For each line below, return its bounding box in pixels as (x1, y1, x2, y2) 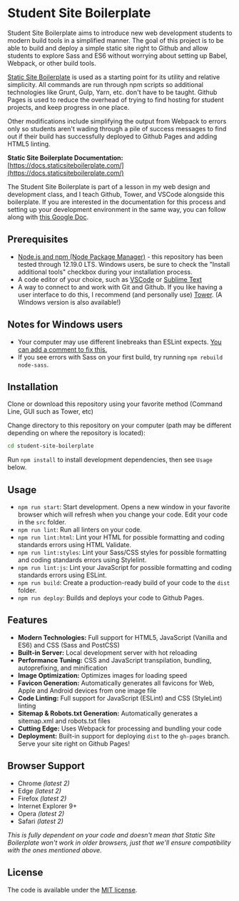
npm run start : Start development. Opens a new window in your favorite (17, 503, 230, 511)
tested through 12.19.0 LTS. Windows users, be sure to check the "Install (17, 260, 230, 268)
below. (7, 463, 27, 472)
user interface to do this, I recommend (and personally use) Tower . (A (17, 290, 223, 299)
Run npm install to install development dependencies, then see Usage (7, 455, 213, 464)
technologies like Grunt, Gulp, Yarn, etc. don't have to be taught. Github (7, 88, 218, 96)
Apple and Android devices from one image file (17, 686, 157, 695)
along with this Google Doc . (7, 213, 89, 221)
